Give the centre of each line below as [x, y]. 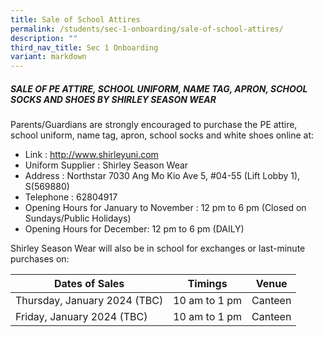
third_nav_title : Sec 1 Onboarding [84, 47]
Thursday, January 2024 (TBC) [89, 301]
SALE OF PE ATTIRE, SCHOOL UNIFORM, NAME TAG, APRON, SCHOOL [159, 88]
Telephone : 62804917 [71, 197]
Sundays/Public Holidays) [78, 218]
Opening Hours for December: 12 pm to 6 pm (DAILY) [134, 229]
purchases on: [40, 259]
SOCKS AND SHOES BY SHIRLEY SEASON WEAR [113, 99]
